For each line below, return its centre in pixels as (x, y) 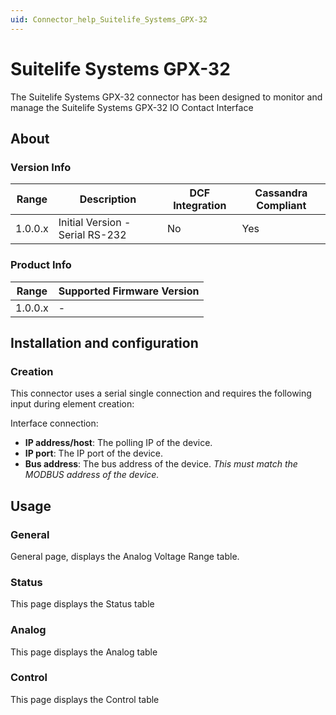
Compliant (281, 206)
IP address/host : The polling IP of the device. (118, 443)
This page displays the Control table (85, 699)
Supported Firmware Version (129, 291)
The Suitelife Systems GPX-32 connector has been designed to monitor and (166, 97)
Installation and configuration (104, 342)
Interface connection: (54, 423)
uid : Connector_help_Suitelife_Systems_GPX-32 (109, 19)
